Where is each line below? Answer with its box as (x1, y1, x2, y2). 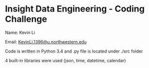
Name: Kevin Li (5, 29, 35, 35)
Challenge (5, 14, 48, 25)
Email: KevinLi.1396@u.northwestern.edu (5, 39, 87, 44)
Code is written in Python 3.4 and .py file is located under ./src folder (5, 48, 143, 54)
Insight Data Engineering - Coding (5, 3, 145, 14)
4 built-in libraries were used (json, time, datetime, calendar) (5, 57, 126, 63)
